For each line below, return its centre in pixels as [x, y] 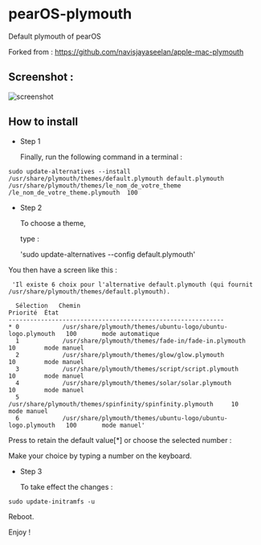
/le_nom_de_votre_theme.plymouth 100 [73, 193]
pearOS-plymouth [70, 14]
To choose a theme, [53, 223]
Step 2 [31, 207]
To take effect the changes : [66, 486]
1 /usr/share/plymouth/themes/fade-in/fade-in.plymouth [131, 341]
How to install [43, 122]
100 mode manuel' [106, 425]
